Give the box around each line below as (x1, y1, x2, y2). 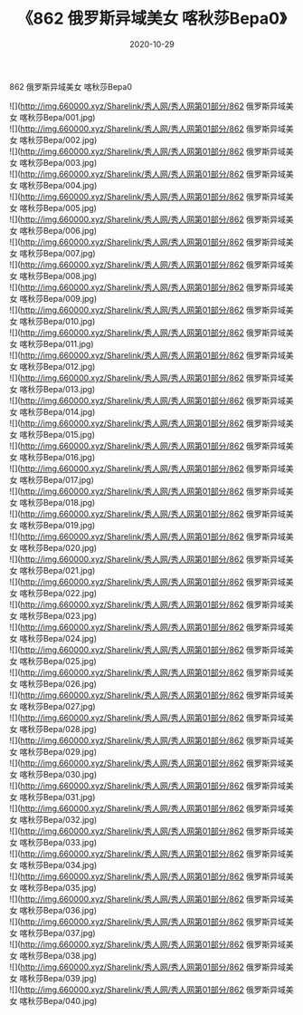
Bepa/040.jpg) (43, 995, 98, 1006)
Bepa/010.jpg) (43, 315, 96, 326)
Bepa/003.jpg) (43, 157, 98, 168)
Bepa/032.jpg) (43, 814, 98, 825)
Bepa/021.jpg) (43, 565, 96, 575)
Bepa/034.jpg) (43, 859, 98, 870)
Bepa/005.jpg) (43, 202, 98, 213)
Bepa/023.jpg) (43, 610, 98, 621)
